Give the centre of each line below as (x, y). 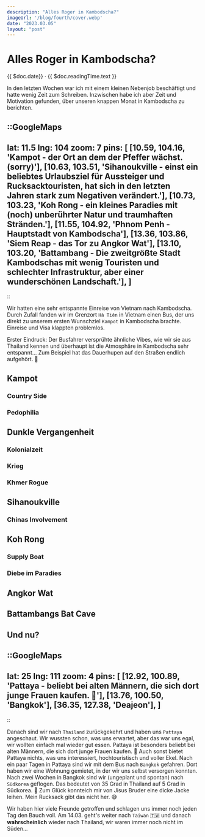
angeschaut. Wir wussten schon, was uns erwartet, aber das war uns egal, (101, 738)
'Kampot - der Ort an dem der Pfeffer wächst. (95, 157)
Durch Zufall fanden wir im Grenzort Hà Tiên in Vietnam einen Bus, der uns (101, 315)
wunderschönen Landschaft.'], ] (69, 281)
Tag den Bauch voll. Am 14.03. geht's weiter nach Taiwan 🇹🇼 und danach (99, 815)
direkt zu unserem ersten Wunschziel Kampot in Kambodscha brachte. (94, 321)
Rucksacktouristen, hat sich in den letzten (89, 186)
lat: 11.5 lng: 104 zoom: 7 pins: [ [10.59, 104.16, (96, 148)
